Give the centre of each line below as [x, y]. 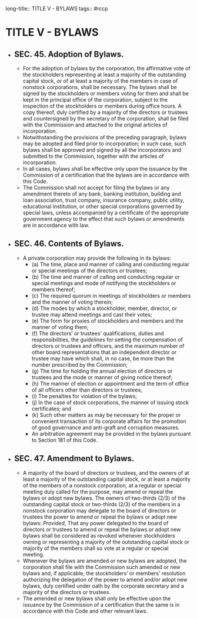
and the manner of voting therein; [72, 302]
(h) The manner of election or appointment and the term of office [110, 383]
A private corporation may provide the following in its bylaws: [97, 258]
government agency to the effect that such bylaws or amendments [103, 219]
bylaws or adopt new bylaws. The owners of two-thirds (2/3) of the [104, 498]
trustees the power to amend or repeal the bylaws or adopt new [100, 517]
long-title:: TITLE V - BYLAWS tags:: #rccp [57, 9]
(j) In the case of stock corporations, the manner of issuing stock [110, 402]
